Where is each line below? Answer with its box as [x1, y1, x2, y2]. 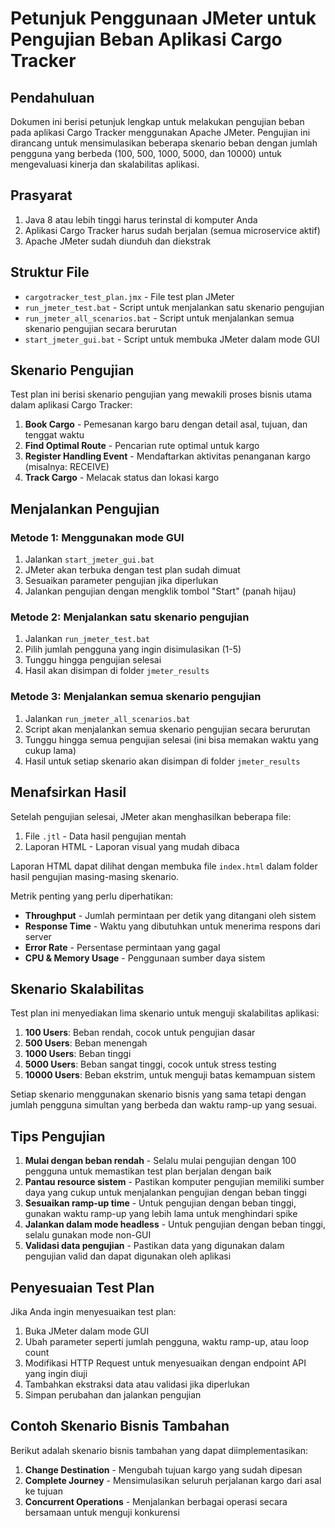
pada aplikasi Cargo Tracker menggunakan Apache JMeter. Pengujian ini [10, 127, 311, 138]
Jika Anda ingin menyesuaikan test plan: [10, 1305, 177, 1317]
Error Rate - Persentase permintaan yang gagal [24, 941, 221, 953]
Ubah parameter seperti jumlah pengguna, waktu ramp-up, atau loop [24, 1335, 309, 1347]
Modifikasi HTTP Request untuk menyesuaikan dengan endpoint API [24, 1357, 307, 1369]
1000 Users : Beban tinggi [24, 1048, 132, 1060]
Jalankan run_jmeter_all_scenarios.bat [24, 712, 191, 724]
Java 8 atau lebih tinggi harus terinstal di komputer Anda [24, 213, 258, 226]
